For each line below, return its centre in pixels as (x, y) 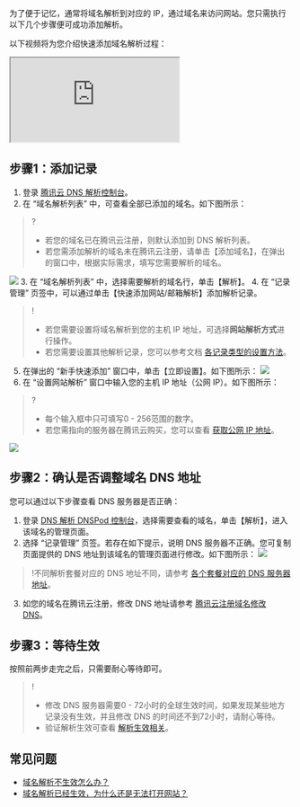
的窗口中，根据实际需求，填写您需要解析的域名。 (135, 262)
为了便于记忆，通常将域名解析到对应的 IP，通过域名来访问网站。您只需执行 (148, 13)
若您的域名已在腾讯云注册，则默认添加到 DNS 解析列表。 (150, 240)
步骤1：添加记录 (53, 169)
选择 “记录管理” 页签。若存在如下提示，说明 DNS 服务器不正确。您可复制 (157, 543)
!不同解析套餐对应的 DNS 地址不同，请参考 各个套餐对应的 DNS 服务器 (161, 572)
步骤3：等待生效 (55, 646)
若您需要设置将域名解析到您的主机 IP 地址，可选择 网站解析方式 (161, 329)
